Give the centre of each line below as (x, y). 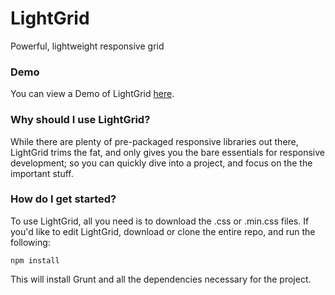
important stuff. (42, 173)
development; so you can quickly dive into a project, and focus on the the (161, 163)
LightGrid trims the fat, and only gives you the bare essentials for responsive (167, 152)
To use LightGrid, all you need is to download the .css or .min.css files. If (160, 221)
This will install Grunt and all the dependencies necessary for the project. (161, 279)
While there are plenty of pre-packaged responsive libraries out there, (154, 141)
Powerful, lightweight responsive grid (87, 46)
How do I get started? (63, 199)
